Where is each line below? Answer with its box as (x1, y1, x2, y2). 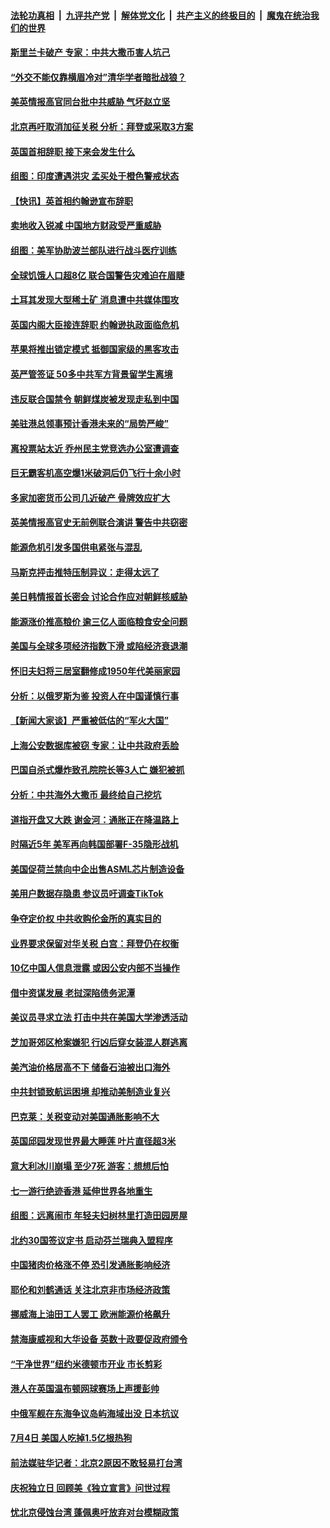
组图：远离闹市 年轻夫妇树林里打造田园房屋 (10, 1210, 188, 1222)
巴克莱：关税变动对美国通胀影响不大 (10, 1110, 160, 1122)
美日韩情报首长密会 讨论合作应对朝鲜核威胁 (10, 591, 188, 603)
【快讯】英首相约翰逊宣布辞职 (10, 195, 133, 207)
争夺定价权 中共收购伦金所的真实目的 (10, 912, 162, 924)
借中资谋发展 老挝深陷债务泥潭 (10, 986, 136, 999)
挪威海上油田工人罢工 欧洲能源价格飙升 (10, 1308, 171, 1320)
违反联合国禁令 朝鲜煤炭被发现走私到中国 (10, 393, 180, 405)
